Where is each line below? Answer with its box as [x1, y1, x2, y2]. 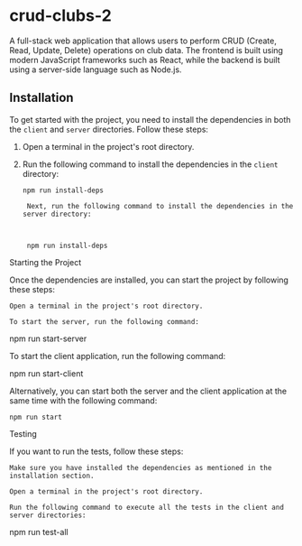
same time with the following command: [9, 394, 158, 406]
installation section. [9, 471, 95, 480]
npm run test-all [9, 526, 69, 537]
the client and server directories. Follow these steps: [9, 124, 209, 134]
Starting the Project [9, 256, 82, 267]
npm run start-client [9, 367, 84, 379]
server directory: [22, 209, 92, 218]
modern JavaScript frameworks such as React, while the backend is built [9, 54, 281, 65]
